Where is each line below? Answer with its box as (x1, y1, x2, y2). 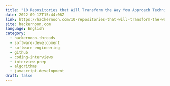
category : (5, 31, 26, 36)
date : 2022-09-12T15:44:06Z (5, 12, 65, 17)
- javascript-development (10, 69, 65, 74)
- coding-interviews (10, 54, 53, 60)
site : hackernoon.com (5, 21, 51, 27)
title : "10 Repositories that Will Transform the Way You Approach (5, 7, 151, 13)
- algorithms (10, 64, 37, 69)
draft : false (5, 73, 33, 78)
